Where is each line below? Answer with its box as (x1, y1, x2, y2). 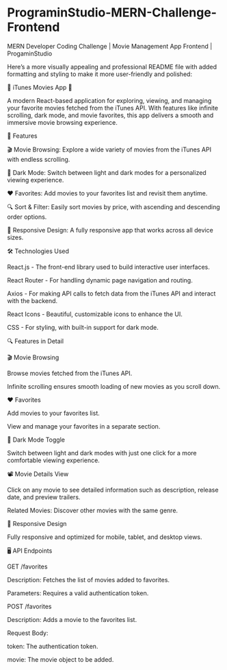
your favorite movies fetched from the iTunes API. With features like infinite (7, 104, 219, 112)
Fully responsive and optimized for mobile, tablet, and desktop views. (7, 533, 203, 541)
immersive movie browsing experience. (7, 118, 118, 126)
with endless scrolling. (7, 155, 70, 163)
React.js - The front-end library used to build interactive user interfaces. (7, 263, 210, 271)
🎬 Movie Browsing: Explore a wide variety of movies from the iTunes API (7, 145, 212, 154)
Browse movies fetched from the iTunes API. (7, 369, 133, 377)
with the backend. (7, 296, 58, 304)
